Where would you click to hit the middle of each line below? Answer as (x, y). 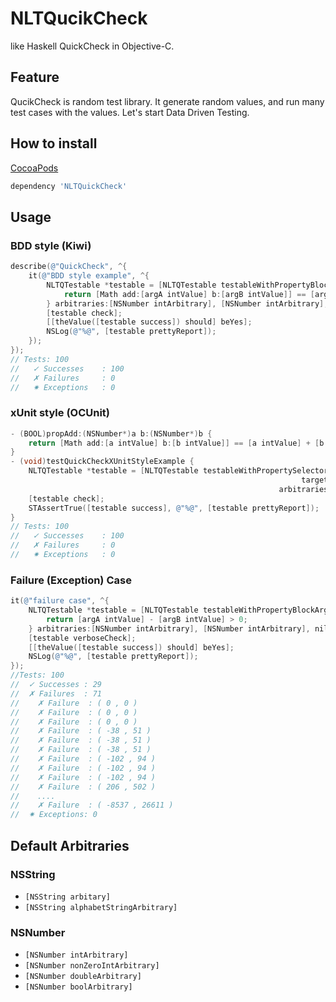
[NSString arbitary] (67, 897)
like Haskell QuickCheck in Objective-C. (92, 46)
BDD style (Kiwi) (51, 245)
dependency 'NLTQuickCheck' (69, 186)
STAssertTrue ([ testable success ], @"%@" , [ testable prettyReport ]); (174, 508)
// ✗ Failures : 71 (56, 693)
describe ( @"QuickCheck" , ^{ (69, 267)
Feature (35, 77)
